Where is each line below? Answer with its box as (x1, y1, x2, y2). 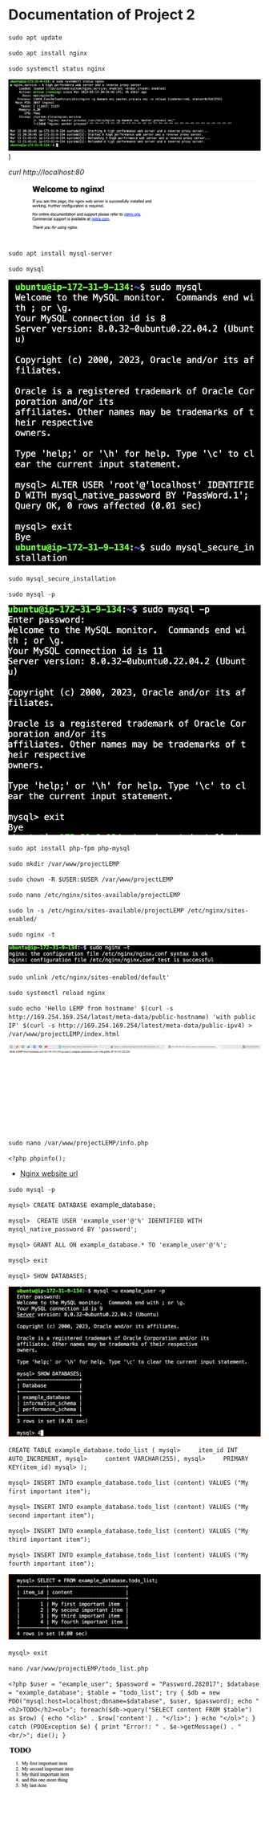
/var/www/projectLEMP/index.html (8, 1030, 120, 1038)
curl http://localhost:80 (8, 167, 85, 177)
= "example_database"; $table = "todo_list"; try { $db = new (8, 1688, 220, 1696)
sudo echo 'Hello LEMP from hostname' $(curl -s (8, 1005, 174, 1013)
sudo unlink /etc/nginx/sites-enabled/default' (8, 973, 171, 981)
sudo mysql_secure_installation (8, 575, 116, 583)
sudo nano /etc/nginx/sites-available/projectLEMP (8, 891, 181, 900)
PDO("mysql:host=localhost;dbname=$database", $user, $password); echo (8, 1697, 252, 1705)
